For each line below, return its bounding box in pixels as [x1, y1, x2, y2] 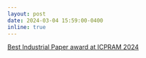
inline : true [7, 23, 46, 30]
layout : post [7, 10, 46, 18]
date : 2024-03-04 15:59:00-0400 [7, 17, 103, 24]
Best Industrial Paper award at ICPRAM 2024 [7, 43, 139, 52]
